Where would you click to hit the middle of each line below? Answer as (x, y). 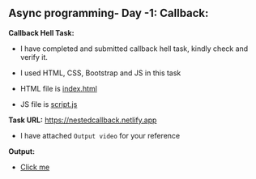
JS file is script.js (49, 104)
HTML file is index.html (58, 88)
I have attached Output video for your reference (100, 135)
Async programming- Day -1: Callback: (109, 13)
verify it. (34, 57)
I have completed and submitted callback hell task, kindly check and (134, 49)
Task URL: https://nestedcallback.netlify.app (83, 120)
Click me (35, 167)
